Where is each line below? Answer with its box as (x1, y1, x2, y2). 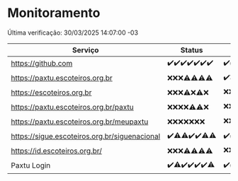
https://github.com (11, 59, 73, 69)
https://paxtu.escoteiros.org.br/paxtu (11, 103, 135, 112)
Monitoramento (7, 5, 101, 21)
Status (180, 45, 203, 54)
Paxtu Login (11, 160, 51, 170)
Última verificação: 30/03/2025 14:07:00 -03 (7, 28, 139, 37)
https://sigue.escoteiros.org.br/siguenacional (11, 132, 161, 141)
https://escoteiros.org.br (11, 88, 92, 98)
